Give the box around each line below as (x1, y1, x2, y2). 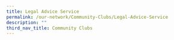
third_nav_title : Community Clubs (6, 25, 93, 31)
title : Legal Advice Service (6, 8, 79, 15)
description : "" (6, 19, 47, 25)
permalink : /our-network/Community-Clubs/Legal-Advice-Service (6, 14, 169, 20)
